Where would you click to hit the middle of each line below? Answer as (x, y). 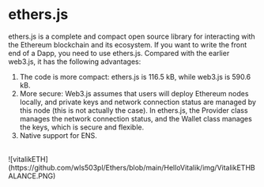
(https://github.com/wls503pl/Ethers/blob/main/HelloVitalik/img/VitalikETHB (132, 167)
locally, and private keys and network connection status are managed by (138, 102)
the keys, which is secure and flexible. (82, 127)
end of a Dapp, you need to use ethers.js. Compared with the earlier (119, 53)
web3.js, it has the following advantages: (75, 62)
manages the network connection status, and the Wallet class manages (136, 118)
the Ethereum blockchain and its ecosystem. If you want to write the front (128, 44)
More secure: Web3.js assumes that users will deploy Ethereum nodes (134, 93)
